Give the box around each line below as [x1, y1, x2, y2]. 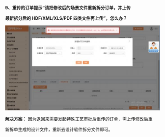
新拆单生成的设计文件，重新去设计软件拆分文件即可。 [5, 126, 113, 132]
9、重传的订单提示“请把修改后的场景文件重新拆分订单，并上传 [5, 5, 131, 10]
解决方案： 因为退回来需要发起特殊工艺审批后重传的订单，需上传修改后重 [5, 116, 153, 122]
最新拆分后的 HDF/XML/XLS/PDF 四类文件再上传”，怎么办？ [5, 15, 128, 21]
